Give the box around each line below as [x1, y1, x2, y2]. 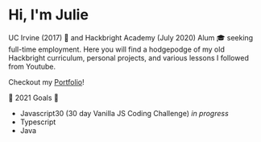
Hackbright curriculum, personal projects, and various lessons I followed [8, 52, 250, 62]
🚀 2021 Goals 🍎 [8, 93, 59, 102]
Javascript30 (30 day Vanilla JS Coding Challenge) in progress [19, 108, 230, 118]
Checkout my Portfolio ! [8, 77, 85, 86]
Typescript [19, 117, 56, 127]
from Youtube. [8, 61, 56, 71]
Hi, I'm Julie [8, 6, 89, 24]
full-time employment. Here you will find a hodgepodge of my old [8, 44, 226, 54]
